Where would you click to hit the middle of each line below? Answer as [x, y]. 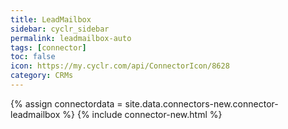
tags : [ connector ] [48, 47]
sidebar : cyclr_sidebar [60, 29]
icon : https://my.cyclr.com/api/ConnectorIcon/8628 [120, 66]
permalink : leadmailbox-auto [71, 38]
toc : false [33, 57]
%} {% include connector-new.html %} [142, 114]
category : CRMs [42, 76]
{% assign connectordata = [66, 103]
